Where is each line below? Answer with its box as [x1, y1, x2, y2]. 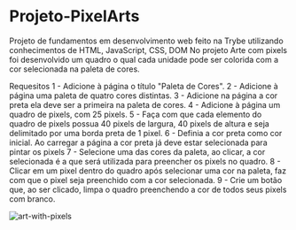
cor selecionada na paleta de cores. [9, 64, 140, 74]
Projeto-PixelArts [9, 6, 140, 27]
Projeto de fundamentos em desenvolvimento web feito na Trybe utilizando [9, 35, 284, 46]
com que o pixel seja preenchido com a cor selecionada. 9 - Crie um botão [9, 174, 283, 185]
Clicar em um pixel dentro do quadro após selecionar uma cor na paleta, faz [9, 165, 286, 176]
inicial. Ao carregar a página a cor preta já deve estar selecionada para [9, 137, 268, 148]
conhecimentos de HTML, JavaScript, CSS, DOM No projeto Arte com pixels [9, 44, 288, 55]
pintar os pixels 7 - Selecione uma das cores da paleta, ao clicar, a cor [9, 146, 266, 157]
